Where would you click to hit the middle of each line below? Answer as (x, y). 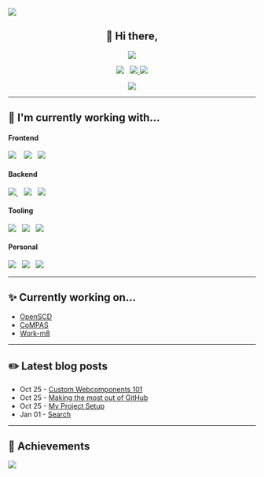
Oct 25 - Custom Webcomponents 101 (81, 389)
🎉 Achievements (49, 447)
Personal (23, 247)
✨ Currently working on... (72, 297)
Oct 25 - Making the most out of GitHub (84, 398)
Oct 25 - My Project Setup (62, 405)
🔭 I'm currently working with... (84, 118)
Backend (23, 174)
